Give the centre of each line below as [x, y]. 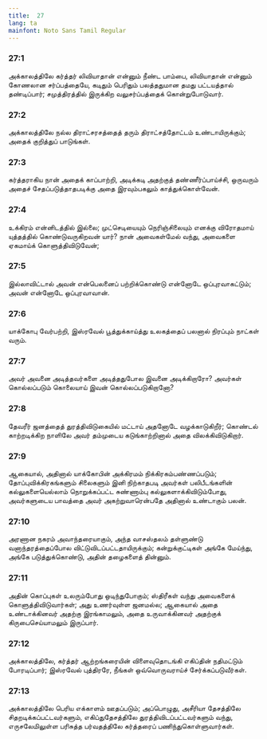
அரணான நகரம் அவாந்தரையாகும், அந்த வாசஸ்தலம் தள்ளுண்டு [106, 539]
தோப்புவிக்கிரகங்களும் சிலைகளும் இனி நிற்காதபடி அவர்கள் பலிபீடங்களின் [120, 482]
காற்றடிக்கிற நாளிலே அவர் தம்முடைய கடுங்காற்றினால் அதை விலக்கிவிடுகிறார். [126, 434]
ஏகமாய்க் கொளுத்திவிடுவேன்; [54, 245]
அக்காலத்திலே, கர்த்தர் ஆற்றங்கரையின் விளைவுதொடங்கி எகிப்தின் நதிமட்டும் [126, 660]
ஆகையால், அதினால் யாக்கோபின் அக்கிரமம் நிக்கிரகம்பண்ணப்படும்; [113, 474]
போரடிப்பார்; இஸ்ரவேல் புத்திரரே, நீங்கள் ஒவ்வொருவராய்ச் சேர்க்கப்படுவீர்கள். [128, 670]
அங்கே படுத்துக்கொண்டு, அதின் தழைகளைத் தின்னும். [90, 557]
